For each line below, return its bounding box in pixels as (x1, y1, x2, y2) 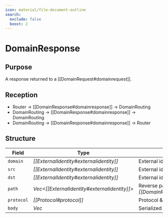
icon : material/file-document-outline (5, 7, 86, 13)
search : (5, 12, 21, 17)
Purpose (5, 63, 32, 71)
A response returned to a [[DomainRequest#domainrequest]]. (5, 76, 132, 82)
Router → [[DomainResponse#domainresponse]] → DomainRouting (12, 104, 151, 110)
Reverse (138, 182, 158, 189)
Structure (5, 134, 36, 143)
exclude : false (9, 17, 41, 22)
